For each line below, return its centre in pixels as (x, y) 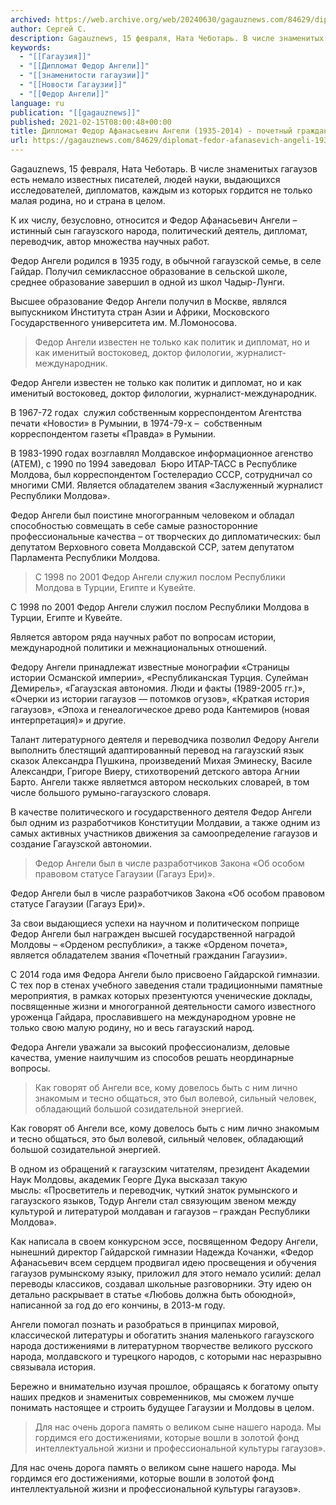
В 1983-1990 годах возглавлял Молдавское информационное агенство (162, 453)
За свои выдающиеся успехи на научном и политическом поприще (155, 923)
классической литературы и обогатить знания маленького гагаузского (162, 1335)
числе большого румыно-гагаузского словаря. (111, 792)
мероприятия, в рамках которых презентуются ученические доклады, (161, 995)
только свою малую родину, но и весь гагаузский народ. (132, 1027)
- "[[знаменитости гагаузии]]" (84, 76)
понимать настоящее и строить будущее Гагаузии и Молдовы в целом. (162, 1407)
